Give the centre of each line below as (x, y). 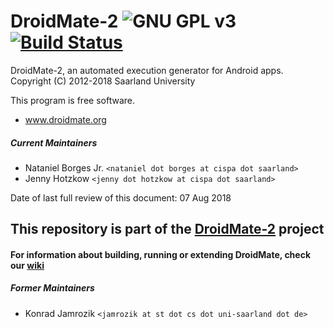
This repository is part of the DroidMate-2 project (167, 229)
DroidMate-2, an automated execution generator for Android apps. (147, 70)
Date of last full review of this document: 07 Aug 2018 (121, 197)
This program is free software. (72, 100)
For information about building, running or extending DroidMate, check (161, 254)
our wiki (27, 265)
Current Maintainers (54, 142)
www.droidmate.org (65, 119)
